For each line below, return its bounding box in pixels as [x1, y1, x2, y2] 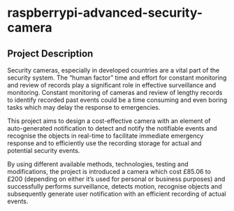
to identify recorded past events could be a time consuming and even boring [7, 96, 228, 104]
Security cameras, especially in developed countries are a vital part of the [7, 66, 220, 74]
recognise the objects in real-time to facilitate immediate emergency [7, 131, 204, 140]
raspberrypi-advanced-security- [7, 5, 203, 21]
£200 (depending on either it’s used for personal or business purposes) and [7, 175, 226, 183]
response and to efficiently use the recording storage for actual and [7, 139, 202, 147]
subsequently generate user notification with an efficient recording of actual [7, 190, 226, 198]
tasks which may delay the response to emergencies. [7, 103, 161, 111]
